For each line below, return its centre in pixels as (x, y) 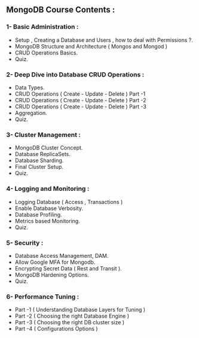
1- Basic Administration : (42, 27)
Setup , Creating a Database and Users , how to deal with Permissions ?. (104, 40)
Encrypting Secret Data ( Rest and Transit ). (68, 268)
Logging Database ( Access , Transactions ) (69, 202)
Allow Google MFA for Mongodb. (55, 262)
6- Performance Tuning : (43, 297)
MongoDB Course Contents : (61, 10)
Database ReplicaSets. (42, 154)
